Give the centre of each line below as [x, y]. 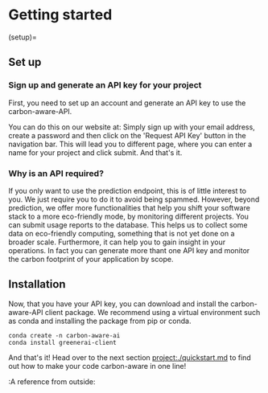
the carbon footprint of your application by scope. [91, 259]
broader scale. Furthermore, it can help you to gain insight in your [117, 242]
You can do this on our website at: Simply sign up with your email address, [132, 127]
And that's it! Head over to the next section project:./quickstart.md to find [130, 357]
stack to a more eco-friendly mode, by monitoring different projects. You [129, 216]
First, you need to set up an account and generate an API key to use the [127, 103]
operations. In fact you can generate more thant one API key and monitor [129, 250]
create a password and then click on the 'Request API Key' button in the [128, 135]
